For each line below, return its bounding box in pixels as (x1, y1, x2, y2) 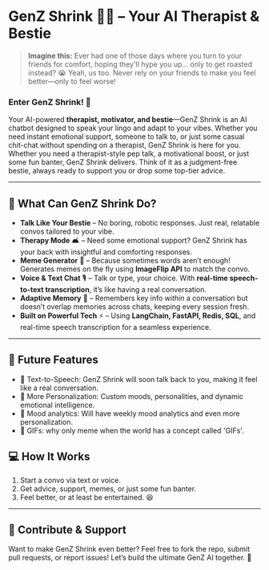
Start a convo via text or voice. (19, 475, 122, 485)
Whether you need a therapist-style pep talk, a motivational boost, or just (8, 149, 250, 159)
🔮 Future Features (8, 353, 98, 367)
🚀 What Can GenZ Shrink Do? (8, 197, 157, 210)
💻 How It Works (8, 450, 90, 464)
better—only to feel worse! (27, 76, 116, 86)
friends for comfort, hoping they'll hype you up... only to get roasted (27, 59, 252, 69)
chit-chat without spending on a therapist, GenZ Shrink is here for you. (8, 140, 242, 150)
